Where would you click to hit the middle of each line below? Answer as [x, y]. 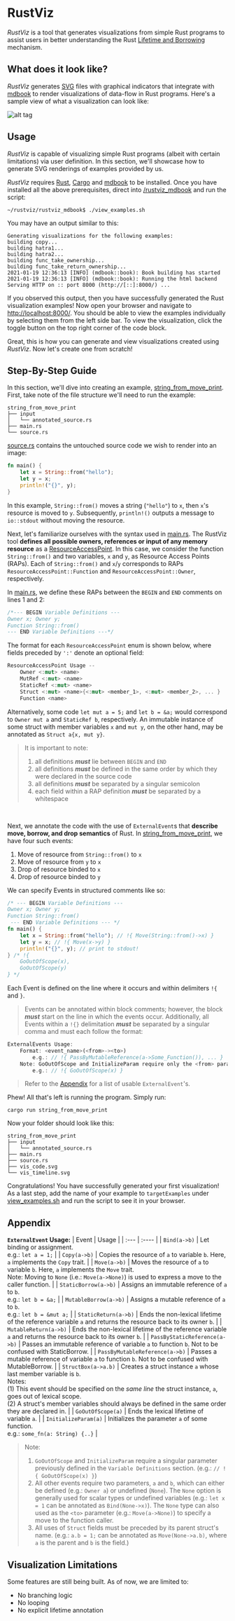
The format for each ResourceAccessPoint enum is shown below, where [109, 645]
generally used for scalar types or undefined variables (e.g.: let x [130, 1498]
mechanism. [25, 47]
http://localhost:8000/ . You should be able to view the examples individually [116, 313]
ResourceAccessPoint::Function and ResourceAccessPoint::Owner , [101, 571]
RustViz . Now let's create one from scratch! [70, 349]
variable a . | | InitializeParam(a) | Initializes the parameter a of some [107, 1419]
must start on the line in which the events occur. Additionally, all [116, 1016]
